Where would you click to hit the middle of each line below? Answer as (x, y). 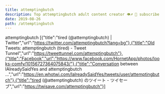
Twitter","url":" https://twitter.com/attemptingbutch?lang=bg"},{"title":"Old (80, 43)
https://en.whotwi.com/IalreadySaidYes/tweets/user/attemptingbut (91, 74)
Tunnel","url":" (20, 53)
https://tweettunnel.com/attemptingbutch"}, (79, 53)
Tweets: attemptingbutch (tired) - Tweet (46, 48)
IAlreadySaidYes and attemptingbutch (44, 69)
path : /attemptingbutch (30, 23)
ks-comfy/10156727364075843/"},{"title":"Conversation (62, 64)
